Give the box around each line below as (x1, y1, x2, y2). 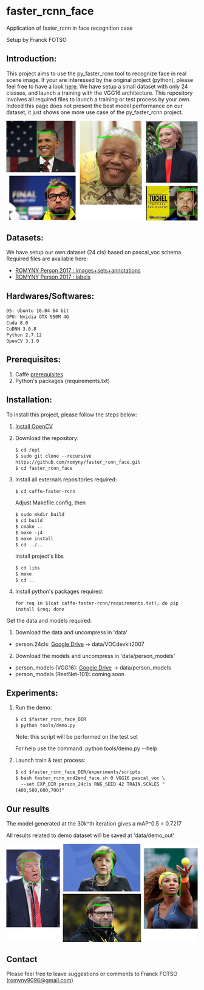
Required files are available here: (6, 255, 89, 262)
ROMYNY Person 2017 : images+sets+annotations (15, 267, 141, 274)
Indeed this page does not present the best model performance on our (6, 102, 183, 109)
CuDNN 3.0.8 (6, 326, 36, 332)
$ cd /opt (15, 447, 41, 453)
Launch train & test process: (15, 757, 86, 764)
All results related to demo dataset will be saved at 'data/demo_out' (6, 832, 175, 839)
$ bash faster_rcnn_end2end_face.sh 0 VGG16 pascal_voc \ (15, 775, 165, 781)
